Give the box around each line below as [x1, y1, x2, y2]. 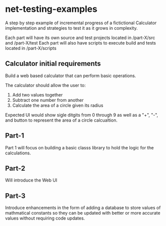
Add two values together [12, 91, 63, 97]
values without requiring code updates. [5, 215, 85, 221]
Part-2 [5, 164, 26, 173]
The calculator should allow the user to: [5, 82, 86, 88]
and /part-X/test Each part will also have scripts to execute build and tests [5, 40, 156, 45]
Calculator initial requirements [5, 59, 101, 68]
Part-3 [5, 191, 26, 200]
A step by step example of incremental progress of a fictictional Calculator [5, 20, 157, 26]
